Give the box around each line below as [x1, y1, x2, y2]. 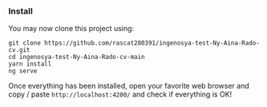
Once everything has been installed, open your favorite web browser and [8, 81, 250, 91]
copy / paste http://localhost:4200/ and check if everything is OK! [8, 89, 233, 99]
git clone [8, 39, 42, 47]
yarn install [8, 60, 52, 69]
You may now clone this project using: [8, 24, 135, 34]
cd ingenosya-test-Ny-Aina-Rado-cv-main [8, 53, 146, 61]
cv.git [8, 46, 30, 54]
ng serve [8, 67, 38, 75]
